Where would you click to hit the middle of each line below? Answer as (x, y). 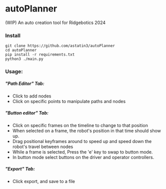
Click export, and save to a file (44, 181)
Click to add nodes (32, 96)
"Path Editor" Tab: (25, 83)
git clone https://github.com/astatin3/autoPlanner (60, 46)
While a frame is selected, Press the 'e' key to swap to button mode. (82, 152)
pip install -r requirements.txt (40, 55)
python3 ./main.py (24, 59)
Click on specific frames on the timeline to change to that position (80, 125)
